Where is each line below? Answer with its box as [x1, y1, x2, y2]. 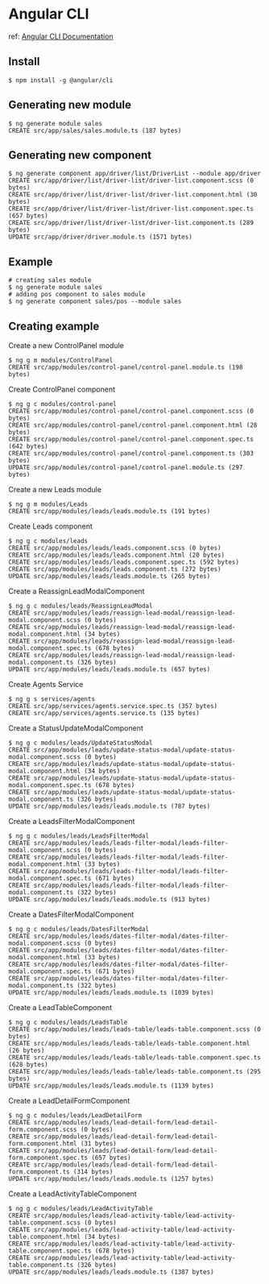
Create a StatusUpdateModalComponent [8, 723, 143, 733]
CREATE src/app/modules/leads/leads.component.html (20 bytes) [8, 551, 226, 559]
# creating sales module [8, 276, 92, 284]
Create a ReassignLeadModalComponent [8, 586, 145, 596]
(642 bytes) [8, 442, 48, 450]
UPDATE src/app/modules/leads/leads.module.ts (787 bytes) [8, 802, 211, 810]
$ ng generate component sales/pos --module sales [8, 297, 182, 306]
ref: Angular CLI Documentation [8, 31, 114, 41]
